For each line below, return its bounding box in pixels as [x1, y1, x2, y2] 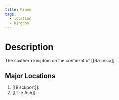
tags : [5, 12, 16, 17]
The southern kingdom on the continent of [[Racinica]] [5, 58, 115, 64]
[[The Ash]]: [12, 90, 37, 95]
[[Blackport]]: [12, 84, 40, 90]
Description [5, 42, 54, 52]
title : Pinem [5, 7, 32, 12]
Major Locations [5, 71, 56, 80]
